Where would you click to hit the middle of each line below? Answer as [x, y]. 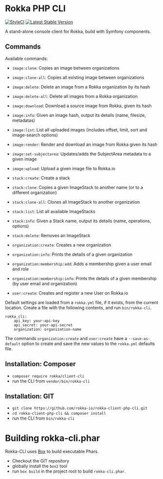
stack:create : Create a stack [41, 178]
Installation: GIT [30, 396]
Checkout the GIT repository [41, 461]
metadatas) [24, 120]
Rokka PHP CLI [35, 9]
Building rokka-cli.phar [53, 438]
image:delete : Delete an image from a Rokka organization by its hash [81, 87]
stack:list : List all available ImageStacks [54, 211]
